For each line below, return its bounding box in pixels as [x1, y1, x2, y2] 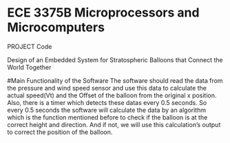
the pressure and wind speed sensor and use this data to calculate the [7, 84, 207, 92]
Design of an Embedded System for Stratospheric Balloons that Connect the [7, 55, 224, 64]
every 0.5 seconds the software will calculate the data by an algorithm [7, 106, 207, 114]
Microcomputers [7, 19, 105, 35]
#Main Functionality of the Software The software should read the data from [7, 76, 223, 84]
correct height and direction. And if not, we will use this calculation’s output [7, 120, 221, 128]
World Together [7, 63, 52, 71]
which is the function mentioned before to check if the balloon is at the [7, 113, 208, 122]
